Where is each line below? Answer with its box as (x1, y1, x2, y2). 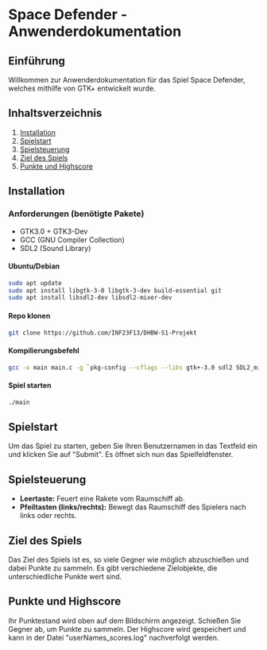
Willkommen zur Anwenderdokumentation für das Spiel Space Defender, (8, 75, 246, 84)
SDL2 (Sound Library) (19, 243, 91, 253)
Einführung (8, 54, 65, 68)
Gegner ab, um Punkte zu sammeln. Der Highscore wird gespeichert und (8, 624, 246, 633)
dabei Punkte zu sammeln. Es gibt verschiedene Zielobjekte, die (8, 563, 218, 573)
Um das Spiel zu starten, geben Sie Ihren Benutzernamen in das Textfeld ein (8, 441, 257, 451)
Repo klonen (8, 311, 51, 320)
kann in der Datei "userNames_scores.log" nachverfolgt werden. (8, 633, 219, 642)
